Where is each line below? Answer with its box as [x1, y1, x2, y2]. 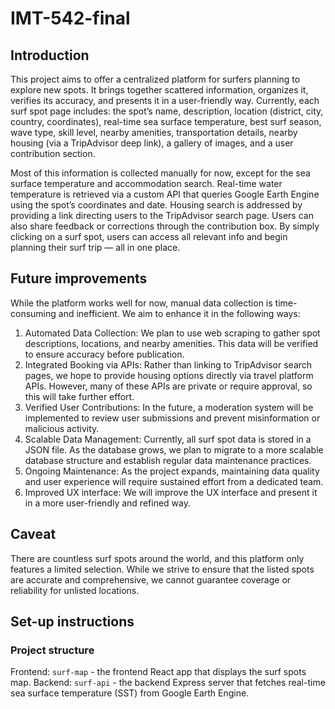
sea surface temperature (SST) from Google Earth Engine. [10, 687, 250, 699]
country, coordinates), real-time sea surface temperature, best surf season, [10, 116, 322, 127]
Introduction [10, 47, 90, 64]
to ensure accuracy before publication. [24, 348, 185, 360]
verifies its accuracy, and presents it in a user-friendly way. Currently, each [10, 95, 320, 106]
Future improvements [10, 270, 148, 287]
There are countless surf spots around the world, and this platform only [10, 552, 305, 564]
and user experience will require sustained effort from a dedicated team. [24, 475, 324, 487]
